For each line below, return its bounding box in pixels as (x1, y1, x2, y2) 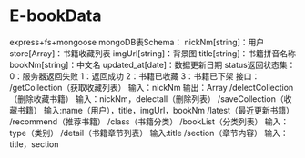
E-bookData (9, 5, 102, 26)
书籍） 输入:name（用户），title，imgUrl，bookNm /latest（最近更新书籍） (16, 104, 294, 115)
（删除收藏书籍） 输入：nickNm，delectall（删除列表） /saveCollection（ (9, 93, 284, 104)
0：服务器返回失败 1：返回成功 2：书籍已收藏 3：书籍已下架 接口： (9, 70, 260, 82)
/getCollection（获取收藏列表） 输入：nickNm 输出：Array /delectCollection (9, 82, 294, 93)
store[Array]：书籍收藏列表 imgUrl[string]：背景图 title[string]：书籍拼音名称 (9, 47, 296, 59)
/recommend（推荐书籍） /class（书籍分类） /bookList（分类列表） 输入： (9, 115, 290, 127)
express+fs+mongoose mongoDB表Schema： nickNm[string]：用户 (9, 36, 265, 47)
